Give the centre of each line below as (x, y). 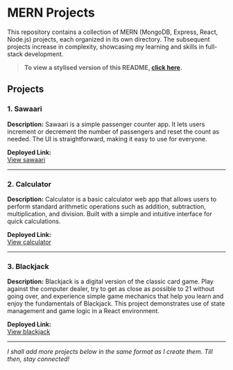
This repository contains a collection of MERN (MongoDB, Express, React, (113, 32)
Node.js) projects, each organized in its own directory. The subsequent (109, 39)
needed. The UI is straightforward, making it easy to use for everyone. (107, 139)
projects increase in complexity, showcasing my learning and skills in (106, 46)
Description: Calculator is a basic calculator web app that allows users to (112, 199)
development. (44, 54)
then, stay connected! (38, 359)
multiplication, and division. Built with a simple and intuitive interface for (110, 213)
